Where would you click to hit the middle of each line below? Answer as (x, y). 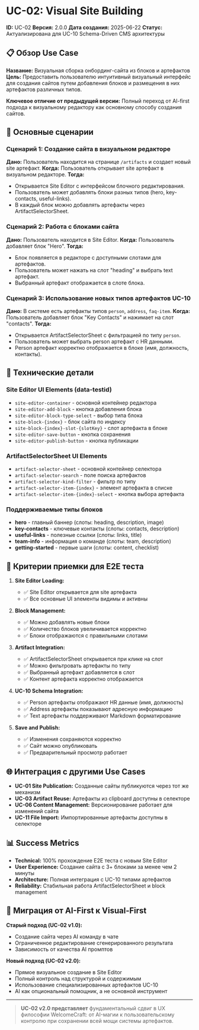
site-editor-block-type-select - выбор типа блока (79, 415)
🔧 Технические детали (50, 373)
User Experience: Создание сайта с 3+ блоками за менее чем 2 (96, 867)
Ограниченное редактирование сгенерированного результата (94, 943)
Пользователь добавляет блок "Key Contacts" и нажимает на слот (90, 317)
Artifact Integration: (40, 647)
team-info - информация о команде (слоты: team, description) (93, 541)
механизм (28, 792)
